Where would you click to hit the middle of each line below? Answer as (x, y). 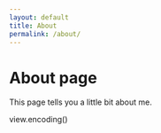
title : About (33, 26)
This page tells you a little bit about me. (81, 102)
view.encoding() (38, 120)
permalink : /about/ (45, 34)
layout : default (39, 17)
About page (53, 78)
